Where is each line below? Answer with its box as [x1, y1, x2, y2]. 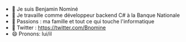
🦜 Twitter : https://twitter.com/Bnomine [11, 24, 106, 31]
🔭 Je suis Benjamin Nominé [11, 6, 78, 12]
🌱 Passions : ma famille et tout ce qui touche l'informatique [11, 18, 155, 24]
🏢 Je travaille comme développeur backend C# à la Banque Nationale [11, 12, 180, 19]
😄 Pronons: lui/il [11, 30, 52, 37]
